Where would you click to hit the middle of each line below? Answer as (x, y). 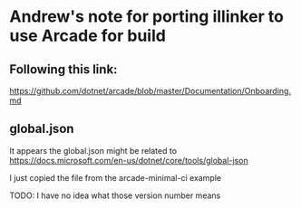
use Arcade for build (87, 36)
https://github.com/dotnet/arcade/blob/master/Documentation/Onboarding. (150, 91)
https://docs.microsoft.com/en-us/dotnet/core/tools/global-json (129, 160)
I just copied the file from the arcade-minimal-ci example (116, 177)
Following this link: (63, 69)
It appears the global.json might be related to (93, 150)
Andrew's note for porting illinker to (146, 17)
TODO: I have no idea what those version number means (115, 195)
